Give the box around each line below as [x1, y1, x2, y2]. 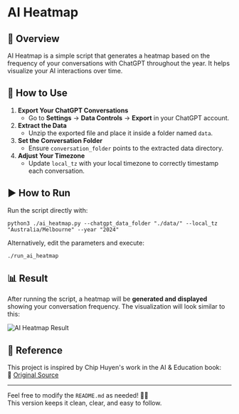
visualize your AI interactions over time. [7, 67, 123, 75]
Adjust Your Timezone [17, 151, 85, 160]
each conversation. [28, 166, 85, 175]
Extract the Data [17, 121, 68, 129]
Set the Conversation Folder [17, 136, 103, 144]
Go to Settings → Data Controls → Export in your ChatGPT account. [28, 113, 230, 122]
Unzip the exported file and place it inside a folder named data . [28, 129, 213, 137]
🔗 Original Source [7, 371, 59, 379]
